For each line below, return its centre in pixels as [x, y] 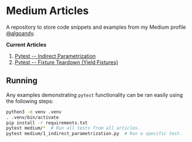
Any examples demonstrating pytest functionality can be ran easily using [95, 94]
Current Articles [26, 45]
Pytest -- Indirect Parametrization [55, 56]
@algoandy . [21, 33]
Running [22, 81]
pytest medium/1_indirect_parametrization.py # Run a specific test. [94, 134]
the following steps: [30, 101]
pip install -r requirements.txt [47, 123]
